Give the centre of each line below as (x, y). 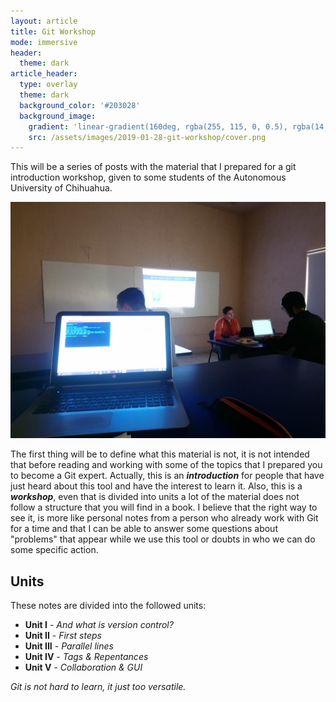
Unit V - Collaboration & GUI (83, 667)
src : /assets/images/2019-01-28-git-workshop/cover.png (147, 137)
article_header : (44, 74)
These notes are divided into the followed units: (108, 606)
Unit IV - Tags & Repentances (86, 657)
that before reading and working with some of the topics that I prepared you (166, 465)
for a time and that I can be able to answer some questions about (144, 529)
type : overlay (48, 85)
